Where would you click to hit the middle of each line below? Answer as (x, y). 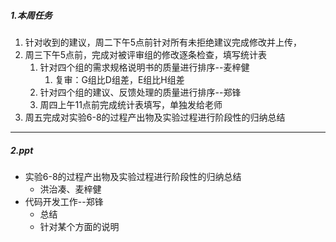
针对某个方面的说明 (79, 226)
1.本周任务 (31, 15)
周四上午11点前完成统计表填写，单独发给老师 (131, 104)
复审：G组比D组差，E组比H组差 (119, 79)
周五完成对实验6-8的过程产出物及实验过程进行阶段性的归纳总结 (155, 117)
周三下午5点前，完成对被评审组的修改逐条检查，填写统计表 (146, 54)
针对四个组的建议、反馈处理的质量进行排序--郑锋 (140, 92)
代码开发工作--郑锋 (64, 201)
